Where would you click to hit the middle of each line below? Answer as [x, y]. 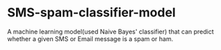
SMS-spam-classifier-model [91, 13]
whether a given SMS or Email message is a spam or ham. [90, 38]
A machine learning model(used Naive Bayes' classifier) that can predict [110, 32]
